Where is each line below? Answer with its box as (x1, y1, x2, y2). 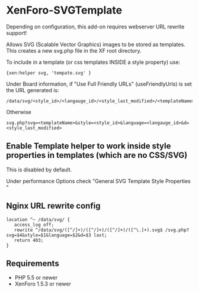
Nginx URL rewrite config (6, 201, 101, 211)
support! (6, 29, 27, 36)
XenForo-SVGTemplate (6, 4, 123, 17)
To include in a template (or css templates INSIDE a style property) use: (6, 59, 181, 66)
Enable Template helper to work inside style (6, 141, 171, 151)
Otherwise (6, 108, 31, 115)
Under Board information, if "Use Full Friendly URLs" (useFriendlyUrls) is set (6, 80, 192, 87)
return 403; (14, 237, 44, 243)
